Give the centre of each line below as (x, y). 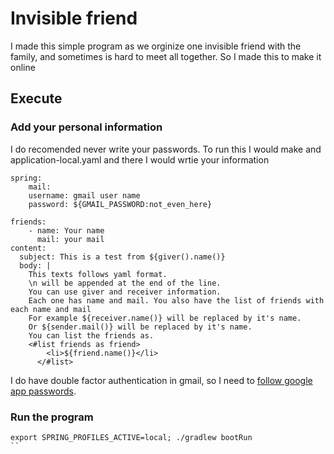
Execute (36, 98)
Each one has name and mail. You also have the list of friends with (176, 300)
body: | (35, 265)
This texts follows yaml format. (98, 274)
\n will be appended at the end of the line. (125, 283)
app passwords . (43, 391)
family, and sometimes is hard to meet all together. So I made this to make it (166, 56)
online (23, 67)
